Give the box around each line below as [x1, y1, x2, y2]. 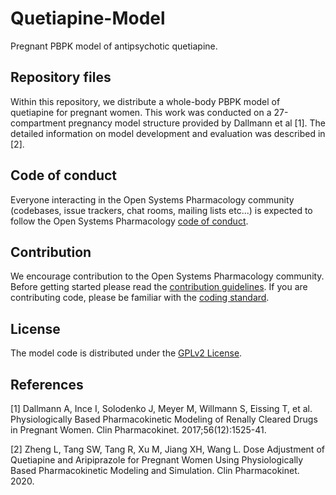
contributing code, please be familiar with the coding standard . [10, 292, 270, 304]
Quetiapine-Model [10, 7, 166, 30]
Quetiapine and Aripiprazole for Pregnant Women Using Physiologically [10, 454, 304, 466]
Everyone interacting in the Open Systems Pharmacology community [10, 193, 295, 206]
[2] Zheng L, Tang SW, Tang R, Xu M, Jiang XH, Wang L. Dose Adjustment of [10, 443, 325, 455]
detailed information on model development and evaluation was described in [10, 127, 326, 139]
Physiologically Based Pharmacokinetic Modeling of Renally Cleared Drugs [10, 413, 318, 425]
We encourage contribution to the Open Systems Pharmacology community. [10, 270, 325, 282]
